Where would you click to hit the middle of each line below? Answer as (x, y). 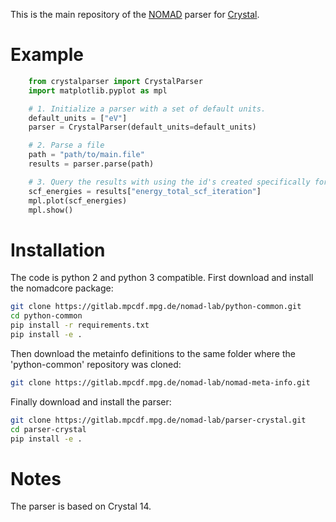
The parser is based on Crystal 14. (81, 506)
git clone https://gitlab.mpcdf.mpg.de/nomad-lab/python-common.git (156, 307)
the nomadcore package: (62, 288)
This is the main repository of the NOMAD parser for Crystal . (135, 14)
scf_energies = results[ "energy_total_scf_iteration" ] (145, 191)
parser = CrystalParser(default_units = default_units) (142, 127)
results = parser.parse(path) (91, 164)
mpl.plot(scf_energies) (78, 200)
